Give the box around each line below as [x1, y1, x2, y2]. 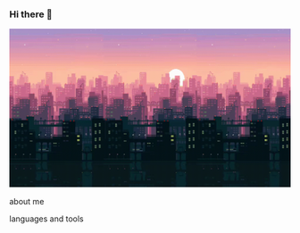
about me [9, 196, 45, 206]
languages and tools [9, 213, 84, 224]
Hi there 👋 [9, 8, 54, 21]
